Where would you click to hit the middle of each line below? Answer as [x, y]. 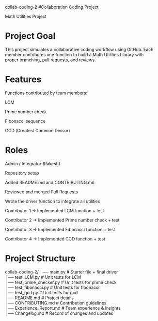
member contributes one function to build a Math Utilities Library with [74, 54]
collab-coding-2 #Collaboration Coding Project [52, 7]
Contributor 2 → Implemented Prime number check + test [62, 220]
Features [23, 79]
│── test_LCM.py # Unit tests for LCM [43, 277]
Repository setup [22, 173]
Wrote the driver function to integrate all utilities [53, 201]
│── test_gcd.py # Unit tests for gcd [41, 292]
